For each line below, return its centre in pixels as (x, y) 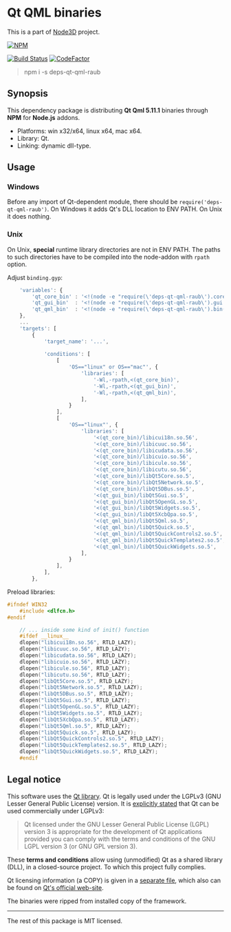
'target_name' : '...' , (76, 341)
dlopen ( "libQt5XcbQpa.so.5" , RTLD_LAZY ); (79, 720)
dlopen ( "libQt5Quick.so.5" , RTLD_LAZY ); (78, 733)
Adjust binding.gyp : (35, 277)
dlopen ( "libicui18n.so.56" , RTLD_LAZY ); (78, 643)
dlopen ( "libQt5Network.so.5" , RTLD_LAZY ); (81, 688)
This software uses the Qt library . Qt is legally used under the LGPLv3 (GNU (114, 796)
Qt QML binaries (54, 13)
